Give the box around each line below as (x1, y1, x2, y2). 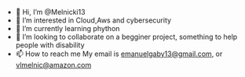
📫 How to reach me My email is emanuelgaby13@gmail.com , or (15, 49, 223, 58)
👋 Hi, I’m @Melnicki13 (15, 8, 86, 16)
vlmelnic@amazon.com (15, 61, 92, 69)
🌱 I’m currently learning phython (15, 24, 120, 33)
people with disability (15, 40, 85, 50)
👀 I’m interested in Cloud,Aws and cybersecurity (15, 16, 171, 25)
